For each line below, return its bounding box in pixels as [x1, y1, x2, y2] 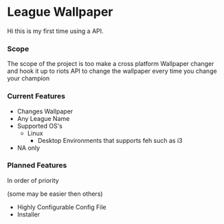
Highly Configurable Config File [16, 203, 107, 211]
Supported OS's [16, 122, 63, 130]
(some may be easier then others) [7, 190, 103, 198]
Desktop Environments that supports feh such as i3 [37, 136, 183, 144]
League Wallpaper [7, 4, 113, 20]
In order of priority [7, 176, 60, 184]
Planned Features [7, 161, 67, 170]
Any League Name [16, 114, 70, 122]
